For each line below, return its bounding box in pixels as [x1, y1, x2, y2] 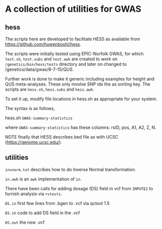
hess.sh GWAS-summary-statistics [5, 115, 73, 121]
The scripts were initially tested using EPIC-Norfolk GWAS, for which [5, 51, 144, 57]
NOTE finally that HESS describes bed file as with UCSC [5, 134, 119, 140]
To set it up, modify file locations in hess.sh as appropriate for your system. [5, 96, 158, 102]
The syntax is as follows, [5, 106, 55, 111]
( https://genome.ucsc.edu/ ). [5, 139, 62, 145]
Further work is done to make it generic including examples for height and [5, 76, 155, 82]
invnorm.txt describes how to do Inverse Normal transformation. [5, 166, 136, 172]
